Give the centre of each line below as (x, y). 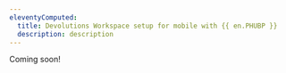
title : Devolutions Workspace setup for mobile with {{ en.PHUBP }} (147, 26)
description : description (66, 34)
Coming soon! (35, 60)
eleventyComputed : (43, 17)
